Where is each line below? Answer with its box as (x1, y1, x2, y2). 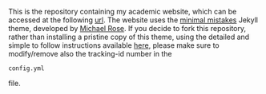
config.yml (8, 65, 45, 72)
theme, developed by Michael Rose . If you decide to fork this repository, (8, 24, 247, 33)
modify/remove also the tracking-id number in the (8, 49, 172, 58)
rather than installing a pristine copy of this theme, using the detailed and (8, 32, 250, 41)
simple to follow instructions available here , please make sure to (8, 41, 220, 50)
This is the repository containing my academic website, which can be (8, 7, 237, 16)
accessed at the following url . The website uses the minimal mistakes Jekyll (8, 15, 259, 25)
